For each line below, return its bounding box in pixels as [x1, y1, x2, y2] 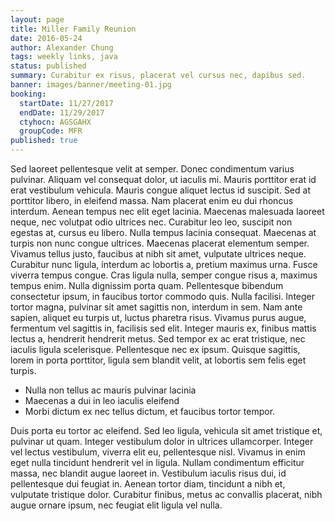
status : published [10, 61, 87, 71]
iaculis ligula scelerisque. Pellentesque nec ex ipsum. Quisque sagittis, [10, 344, 301, 355]
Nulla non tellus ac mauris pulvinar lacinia [24, 384, 197, 396]
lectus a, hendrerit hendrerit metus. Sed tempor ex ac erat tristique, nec [10, 333, 306, 345]
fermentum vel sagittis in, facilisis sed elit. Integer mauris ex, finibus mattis [10, 322, 317, 334]
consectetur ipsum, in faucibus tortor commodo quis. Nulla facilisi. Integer [10, 291, 316, 302]
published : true [10, 136, 78, 146]
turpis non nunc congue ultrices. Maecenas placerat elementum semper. [10, 237, 310, 249]
